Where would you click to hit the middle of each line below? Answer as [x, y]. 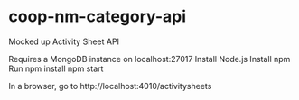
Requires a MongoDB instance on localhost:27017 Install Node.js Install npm [149, 59]
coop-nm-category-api [98, 17]
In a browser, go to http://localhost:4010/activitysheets [110, 86]
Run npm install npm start [56, 68]
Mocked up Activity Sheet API [64, 41]
